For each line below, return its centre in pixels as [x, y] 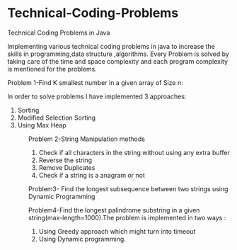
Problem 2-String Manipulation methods [86, 139]
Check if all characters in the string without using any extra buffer [134, 152]
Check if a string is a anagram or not [92, 175]
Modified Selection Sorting [57, 118]
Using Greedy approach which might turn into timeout [117, 231]
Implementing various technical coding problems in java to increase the [111, 46]
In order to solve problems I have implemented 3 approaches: [97, 96]
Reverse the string [65, 160]
